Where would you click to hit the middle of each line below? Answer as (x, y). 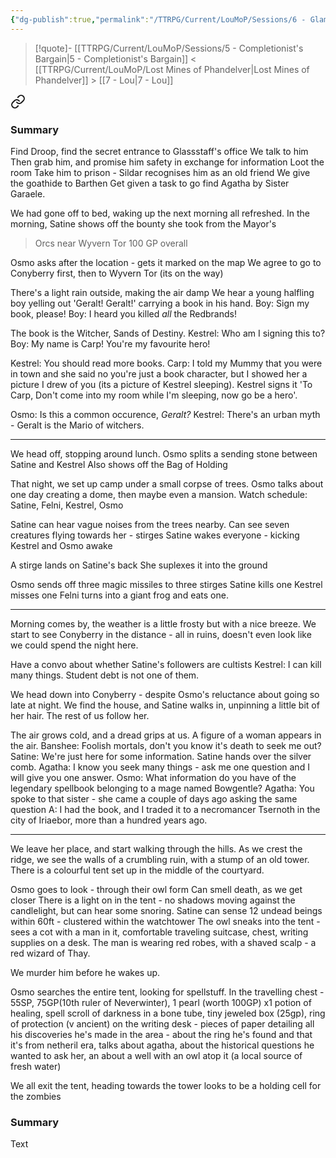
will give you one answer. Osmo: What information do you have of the (153, 777)
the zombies (36, 1096)
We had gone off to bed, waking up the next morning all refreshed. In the (160, 213)
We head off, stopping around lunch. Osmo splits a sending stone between (164, 453)
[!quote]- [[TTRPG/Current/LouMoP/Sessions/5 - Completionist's (169, 48)
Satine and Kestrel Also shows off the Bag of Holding (119, 464)
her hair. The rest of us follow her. (80, 715)
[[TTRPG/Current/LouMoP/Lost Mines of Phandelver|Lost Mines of (172, 69)
